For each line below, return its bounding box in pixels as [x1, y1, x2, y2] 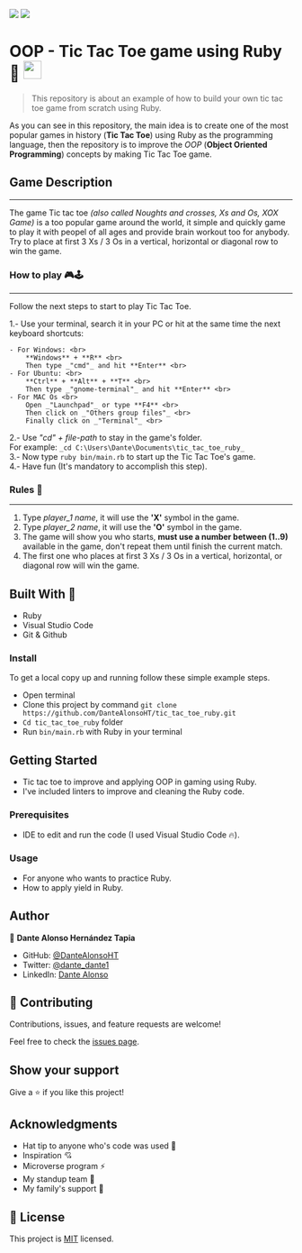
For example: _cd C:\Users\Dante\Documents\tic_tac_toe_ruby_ [9, 442, 245, 453]
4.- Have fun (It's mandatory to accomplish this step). [9, 461, 208, 472]
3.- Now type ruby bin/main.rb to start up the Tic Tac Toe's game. [9, 452, 256, 462]
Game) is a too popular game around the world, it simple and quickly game [9, 216, 286, 227]
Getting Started [9, 753, 98, 768]
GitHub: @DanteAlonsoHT [22, 949, 120, 960]
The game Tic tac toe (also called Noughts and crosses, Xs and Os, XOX [9, 207, 279, 218]
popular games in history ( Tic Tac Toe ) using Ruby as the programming [9, 129, 274, 140]
